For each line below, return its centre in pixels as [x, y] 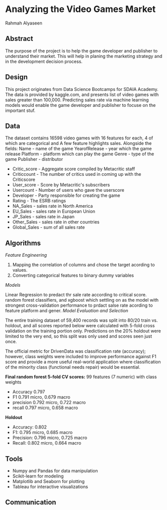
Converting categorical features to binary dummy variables [73, 275]
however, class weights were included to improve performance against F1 [81, 357]
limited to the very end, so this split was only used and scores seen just [79, 336]
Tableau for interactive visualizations [50, 487]
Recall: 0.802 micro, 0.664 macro [47, 443]
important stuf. [20, 110]
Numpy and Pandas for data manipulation [55, 471]
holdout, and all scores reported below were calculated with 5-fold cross [80, 326]
